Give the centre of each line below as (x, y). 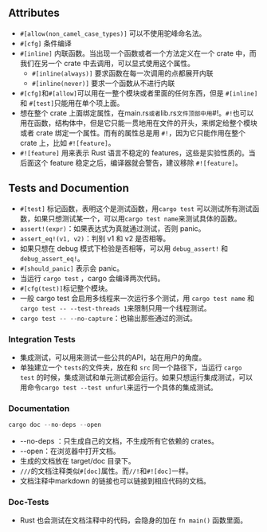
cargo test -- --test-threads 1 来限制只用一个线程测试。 (115, 308)
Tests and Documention (69, 188)
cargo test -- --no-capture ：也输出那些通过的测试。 (108, 318)
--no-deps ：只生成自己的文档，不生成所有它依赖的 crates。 (119, 441)
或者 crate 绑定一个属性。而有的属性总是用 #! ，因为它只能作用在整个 (132, 133)
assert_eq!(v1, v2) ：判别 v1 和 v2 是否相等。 (95, 238)
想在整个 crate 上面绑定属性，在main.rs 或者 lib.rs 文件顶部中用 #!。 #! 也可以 (137, 113)
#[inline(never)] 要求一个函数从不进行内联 (103, 83)
